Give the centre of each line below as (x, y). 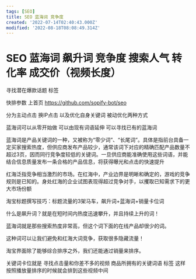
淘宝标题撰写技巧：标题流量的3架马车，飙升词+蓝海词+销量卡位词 (85, 201)
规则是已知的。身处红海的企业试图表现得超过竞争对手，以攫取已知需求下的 (95, 182)
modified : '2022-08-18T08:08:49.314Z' (53, 28)
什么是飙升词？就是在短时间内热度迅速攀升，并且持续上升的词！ (83, 214)
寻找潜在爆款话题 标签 (32, 90)
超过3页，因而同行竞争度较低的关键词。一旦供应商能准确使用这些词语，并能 (97, 155)
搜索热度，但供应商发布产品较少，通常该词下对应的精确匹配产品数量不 (106, 147)
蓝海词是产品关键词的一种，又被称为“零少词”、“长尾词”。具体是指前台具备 (95, 140)
